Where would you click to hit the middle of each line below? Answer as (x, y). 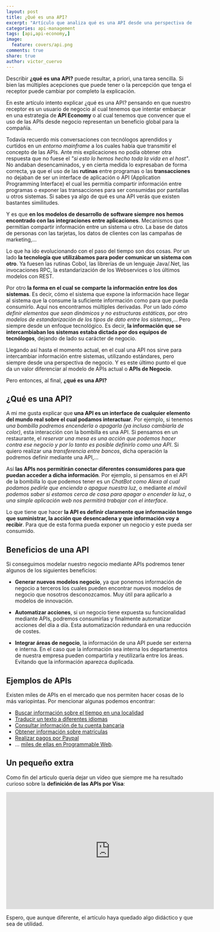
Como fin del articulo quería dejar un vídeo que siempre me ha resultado (95, 777)
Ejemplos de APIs (39, 681)
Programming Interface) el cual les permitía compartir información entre (94, 183)
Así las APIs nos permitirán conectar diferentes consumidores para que (96, 469)
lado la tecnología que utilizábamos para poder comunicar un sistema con (99, 257)
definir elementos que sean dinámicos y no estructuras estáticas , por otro (97, 313)
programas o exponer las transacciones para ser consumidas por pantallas (98, 190)
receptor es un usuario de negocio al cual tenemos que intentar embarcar (96, 109)
